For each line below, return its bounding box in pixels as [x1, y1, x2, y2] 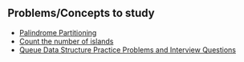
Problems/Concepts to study [7, 6, 155, 20]
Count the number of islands [18, 36, 114, 46]
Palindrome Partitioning [18, 27, 97, 37]
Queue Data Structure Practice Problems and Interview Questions [18, 44, 236, 55]
